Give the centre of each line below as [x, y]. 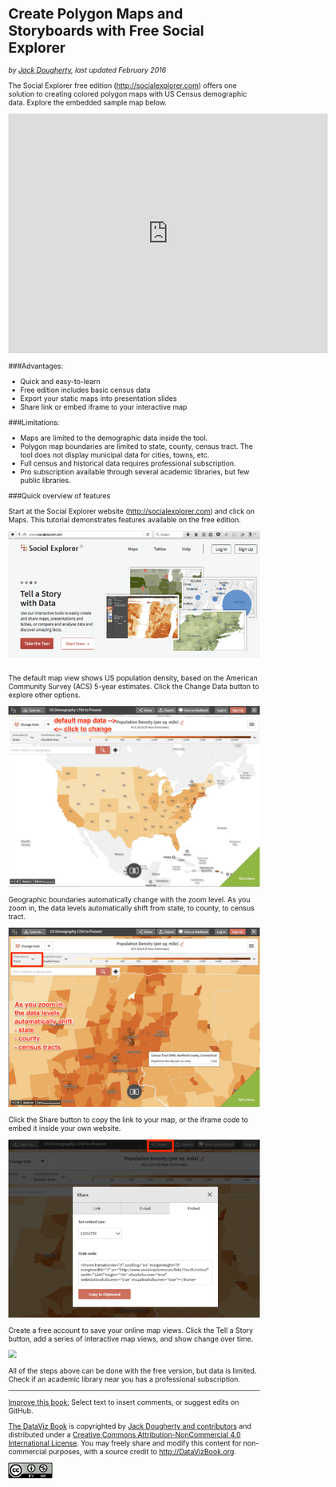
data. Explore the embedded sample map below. [88, 102]
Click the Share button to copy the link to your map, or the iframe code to [128, 1120]
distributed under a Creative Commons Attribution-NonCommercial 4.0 [125, 1435]
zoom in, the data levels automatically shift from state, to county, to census [132, 908]
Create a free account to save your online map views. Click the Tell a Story [131, 1330]
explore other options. [45, 695]
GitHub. [21, 1411]
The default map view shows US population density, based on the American [133, 678]
